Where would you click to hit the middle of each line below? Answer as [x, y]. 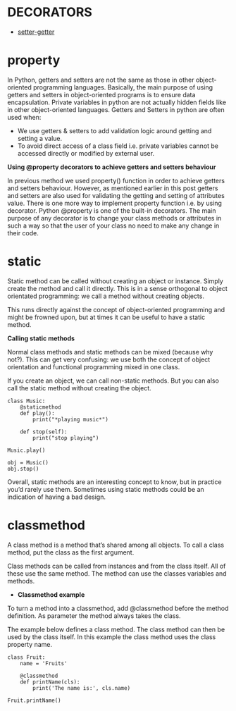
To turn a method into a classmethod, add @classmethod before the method [118, 608]
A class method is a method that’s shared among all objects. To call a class [116, 545]
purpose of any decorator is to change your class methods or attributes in [114, 218]
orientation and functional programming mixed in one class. [94, 366]
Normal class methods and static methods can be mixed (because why [110, 352]
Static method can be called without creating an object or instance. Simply [115, 281]
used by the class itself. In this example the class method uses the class [112, 637]
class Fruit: [26, 657]
